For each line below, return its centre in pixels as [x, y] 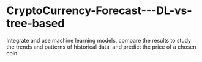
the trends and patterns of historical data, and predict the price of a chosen [101, 47]
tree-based [36, 23]
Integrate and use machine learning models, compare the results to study [99, 40]
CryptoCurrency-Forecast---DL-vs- [99, 11]
